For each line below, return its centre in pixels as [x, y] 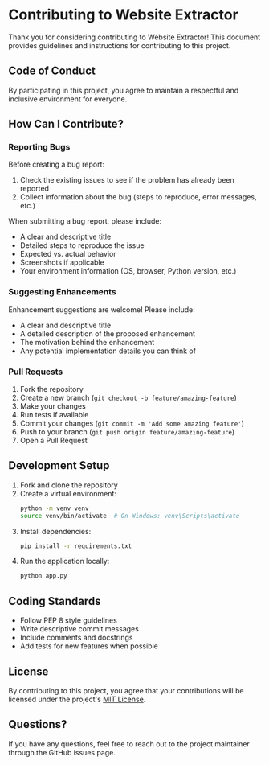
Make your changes [53, 406]
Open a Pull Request [54, 441]
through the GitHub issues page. [62, 752]
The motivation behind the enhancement [87, 342]
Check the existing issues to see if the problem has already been [127, 180]
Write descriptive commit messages [79, 629]
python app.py [43, 576]
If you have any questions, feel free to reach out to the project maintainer [129, 744]
